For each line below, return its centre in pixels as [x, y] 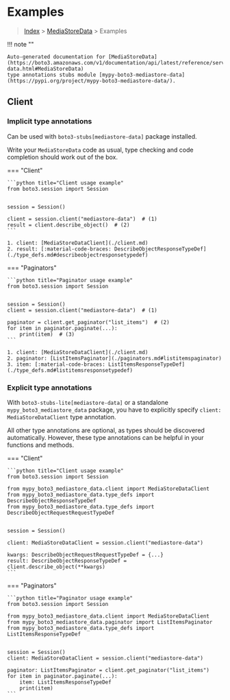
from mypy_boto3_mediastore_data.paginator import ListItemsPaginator [110, 622]
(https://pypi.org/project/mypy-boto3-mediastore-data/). [91, 81]
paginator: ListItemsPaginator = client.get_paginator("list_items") [108, 670]
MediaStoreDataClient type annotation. [62, 417]
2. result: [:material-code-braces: [59, 249]
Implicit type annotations [50, 121]
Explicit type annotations [50, 387]
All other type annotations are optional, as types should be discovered [106, 430]
